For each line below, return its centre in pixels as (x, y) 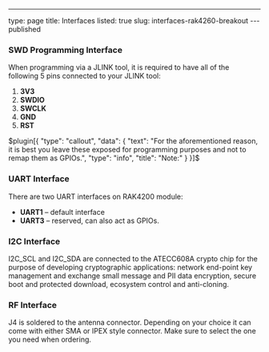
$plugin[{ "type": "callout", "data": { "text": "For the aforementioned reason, (133, 141)
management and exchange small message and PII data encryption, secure (132, 275)
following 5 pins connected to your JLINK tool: (85, 76)
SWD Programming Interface (65, 50)
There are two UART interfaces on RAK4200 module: (96, 196)
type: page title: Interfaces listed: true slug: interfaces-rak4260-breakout (128, 20)
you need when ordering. (50, 340)
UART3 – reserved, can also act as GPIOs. (90, 221)
